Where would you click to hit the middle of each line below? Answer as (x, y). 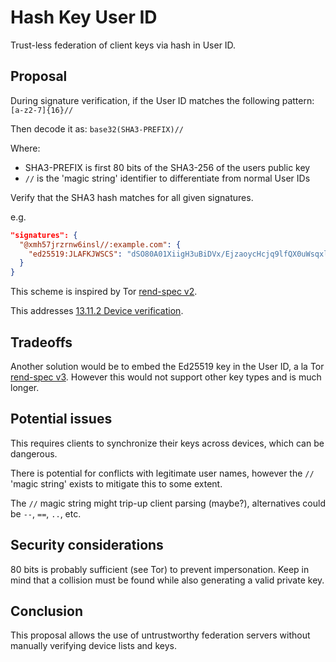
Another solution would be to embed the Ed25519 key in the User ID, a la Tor (167, 366)
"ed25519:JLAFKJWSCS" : (75, 254)
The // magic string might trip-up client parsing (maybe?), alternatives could (168, 503)
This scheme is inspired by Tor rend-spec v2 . (104, 292)
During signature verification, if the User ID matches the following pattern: (162, 100)
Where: (25, 148)
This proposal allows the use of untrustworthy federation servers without (160, 635)
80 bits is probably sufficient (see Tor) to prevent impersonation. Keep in (160, 569)
